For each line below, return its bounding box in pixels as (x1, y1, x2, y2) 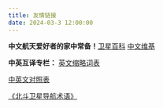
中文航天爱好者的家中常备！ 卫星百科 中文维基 (8, 41, 155, 51)
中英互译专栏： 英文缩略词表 (8, 58, 100, 67)
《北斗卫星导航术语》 (8, 91, 77, 100)
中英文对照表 (8, 74, 50, 84)
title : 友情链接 (8, 11, 57, 20)
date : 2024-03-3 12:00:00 (8, 19, 93, 27)
